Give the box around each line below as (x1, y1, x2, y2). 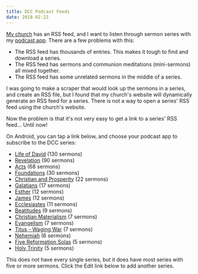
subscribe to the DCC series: (6, 139, 77, 146)
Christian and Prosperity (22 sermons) (14, 175, 108, 182)
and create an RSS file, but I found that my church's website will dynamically (6, 91, 193, 98)
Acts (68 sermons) (14, 163, 61, 170)
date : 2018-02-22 (6, 14, 49, 20)
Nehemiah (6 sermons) (14, 231, 71, 239)
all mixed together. (14, 67, 60, 74)
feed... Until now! (6, 121, 48, 128)
